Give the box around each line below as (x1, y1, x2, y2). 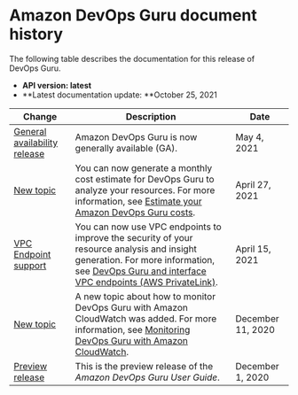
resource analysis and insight (74, 243, 198, 255)
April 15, (234, 243, 272, 255)
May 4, (234, 130, 264, 143)
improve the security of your (74, 231, 193, 244)
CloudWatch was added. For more (74, 312, 217, 324)
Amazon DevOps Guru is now (74, 130, 198, 143)
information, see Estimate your (74, 195, 202, 207)
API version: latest (21, 80, 91, 90)
